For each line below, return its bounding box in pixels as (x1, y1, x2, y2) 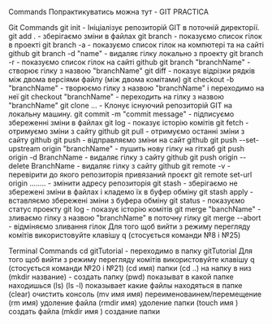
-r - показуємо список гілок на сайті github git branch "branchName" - (8, 57, 251, 67)
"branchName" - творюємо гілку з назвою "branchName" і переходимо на (8, 83, 265, 93)
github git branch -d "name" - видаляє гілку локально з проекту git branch (8, 49, 264, 58)
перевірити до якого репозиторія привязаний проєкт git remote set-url (8, 170, 253, 179)
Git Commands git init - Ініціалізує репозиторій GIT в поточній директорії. (8, 23, 260, 32)
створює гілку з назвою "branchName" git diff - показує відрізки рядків (8, 66, 256, 76)
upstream (8, 144, 41, 153)
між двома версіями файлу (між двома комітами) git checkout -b (8, 75, 235, 84)
